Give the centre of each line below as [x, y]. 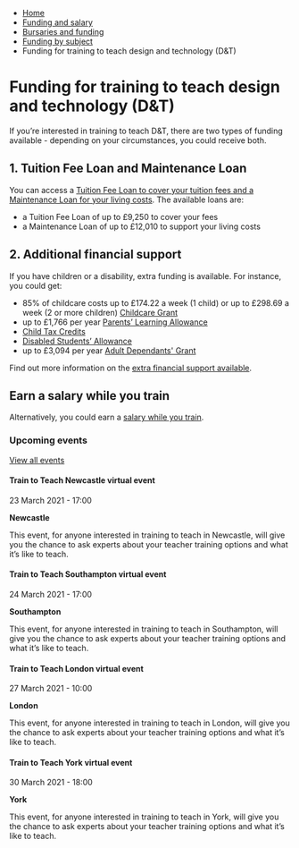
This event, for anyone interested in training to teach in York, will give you [144, 817]
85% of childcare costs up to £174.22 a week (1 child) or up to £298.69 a [156, 302]
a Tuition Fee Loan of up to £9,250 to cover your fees [120, 216]
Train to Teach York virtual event [71, 762]
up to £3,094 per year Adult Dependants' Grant [109, 350]
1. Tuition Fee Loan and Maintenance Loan [128, 169]
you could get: [36, 285]
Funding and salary [58, 22]
